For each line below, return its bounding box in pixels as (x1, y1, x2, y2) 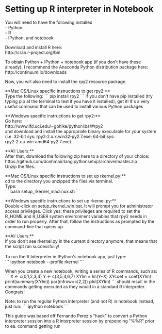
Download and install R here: (5, 44, 62, 50)
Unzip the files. (5, 164, 35, 169)
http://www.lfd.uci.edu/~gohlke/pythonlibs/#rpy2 (5, 123, 103, 129)
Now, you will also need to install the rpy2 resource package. (5, 79, 127, 84)
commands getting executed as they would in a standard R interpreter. (5, 284, 146, 289)
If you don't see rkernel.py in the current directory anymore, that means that (5, 238, 157, 244)
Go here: (5, 118, 23, 124)
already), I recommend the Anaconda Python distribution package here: (5, 64, 148, 70)
